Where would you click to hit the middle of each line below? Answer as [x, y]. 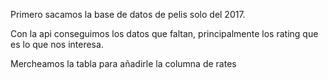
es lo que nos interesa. [57, 44]
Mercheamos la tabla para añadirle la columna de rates [123, 63]
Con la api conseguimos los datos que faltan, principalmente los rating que [164, 33]
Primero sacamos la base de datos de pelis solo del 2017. [128, 14]
